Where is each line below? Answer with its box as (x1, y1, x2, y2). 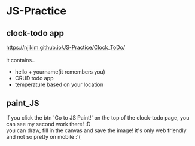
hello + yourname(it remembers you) (14, 68, 106, 75)
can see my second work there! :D (6, 120, 91, 127)
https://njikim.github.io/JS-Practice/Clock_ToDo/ (6, 44, 126, 51)
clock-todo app (6, 28, 65, 38)
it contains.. (6, 57, 35, 63)
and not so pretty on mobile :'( (6, 133, 81, 140)
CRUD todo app (14, 75, 54, 81)
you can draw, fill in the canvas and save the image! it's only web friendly (6, 127, 187, 134)
